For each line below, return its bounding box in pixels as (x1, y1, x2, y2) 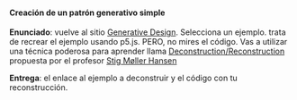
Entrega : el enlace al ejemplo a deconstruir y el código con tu (9, 72, 238, 84)
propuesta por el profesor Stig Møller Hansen (9, 55, 177, 66)
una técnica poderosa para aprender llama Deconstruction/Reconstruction (9, 46, 285, 57)
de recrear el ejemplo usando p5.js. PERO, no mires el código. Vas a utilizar (9, 37, 288, 47)
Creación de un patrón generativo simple (9, 7, 166, 18)
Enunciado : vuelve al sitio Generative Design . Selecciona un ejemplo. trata (9, 27, 286, 37)
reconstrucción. (9, 82, 68, 93)
